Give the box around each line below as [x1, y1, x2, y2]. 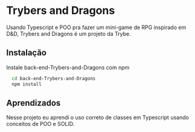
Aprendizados [6, 97, 61, 108]
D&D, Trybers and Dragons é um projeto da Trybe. [6, 30, 131, 37]
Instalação [6, 48, 47, 58]
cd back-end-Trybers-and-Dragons [11, 75, 96, 82]
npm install [11, 81, 42, 87]
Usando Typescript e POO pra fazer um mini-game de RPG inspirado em [6, 24, 187, 31]
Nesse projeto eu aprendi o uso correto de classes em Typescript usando [6, 114, 189, 121]
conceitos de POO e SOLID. [6, 120, 75, 128]
